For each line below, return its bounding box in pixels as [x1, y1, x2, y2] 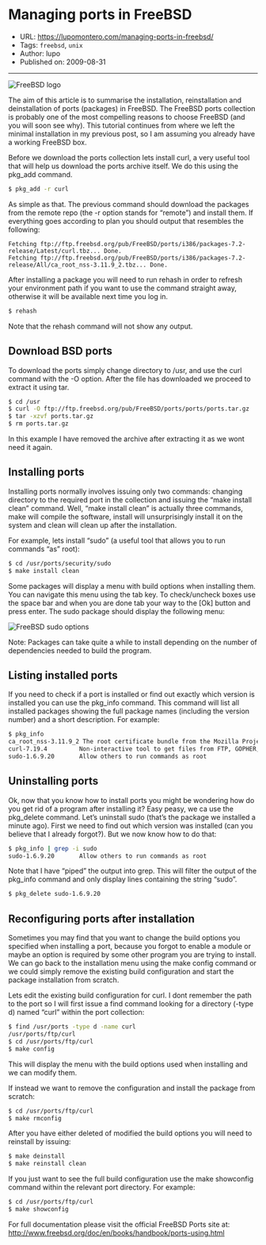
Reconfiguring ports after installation [8, 912, 196, 925]
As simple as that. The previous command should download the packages [8, 199, 249, 209]
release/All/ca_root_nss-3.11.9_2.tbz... [8, 260, 147, 269]
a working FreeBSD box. [8, 137, 87, 147]
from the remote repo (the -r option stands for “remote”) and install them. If [8, 208, 253, 217]
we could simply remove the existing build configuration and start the [8, 966, 234, 977]
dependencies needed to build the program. [8, 645, 152, 655]
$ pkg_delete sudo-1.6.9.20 [8, 890, 101, 898]
